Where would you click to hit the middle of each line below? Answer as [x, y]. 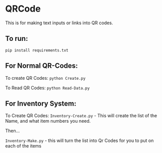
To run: [17, 39]
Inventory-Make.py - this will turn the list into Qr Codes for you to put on [79, 141]
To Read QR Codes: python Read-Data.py [48, 88]
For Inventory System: [41, 103]
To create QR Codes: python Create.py [45, 78]
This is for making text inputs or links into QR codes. [59, 23]
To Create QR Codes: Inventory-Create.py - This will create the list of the [81, 116]
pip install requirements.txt [37, 50]
